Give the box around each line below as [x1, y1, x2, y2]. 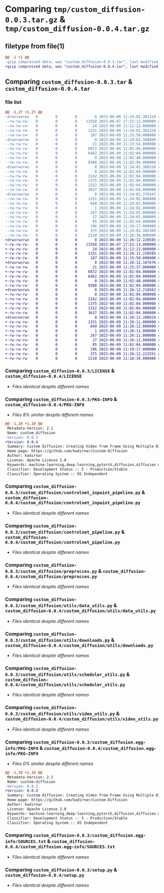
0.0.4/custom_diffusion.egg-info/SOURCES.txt [5, 844, 116, 850]
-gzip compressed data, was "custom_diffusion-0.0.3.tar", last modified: [5, 59, 161, 64]
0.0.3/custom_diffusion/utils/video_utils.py [5, 711, 116, 717]
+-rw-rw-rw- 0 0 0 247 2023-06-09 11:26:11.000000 [5, 333, 156, 338]
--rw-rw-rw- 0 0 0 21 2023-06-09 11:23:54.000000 [5, 142, 156, 147]
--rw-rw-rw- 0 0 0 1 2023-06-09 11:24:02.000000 [5, 205, 156, 210]
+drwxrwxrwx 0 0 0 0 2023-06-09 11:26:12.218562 [5, 288, 156, 293]
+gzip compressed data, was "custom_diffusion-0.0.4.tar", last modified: [5, 64, 161, 69]
